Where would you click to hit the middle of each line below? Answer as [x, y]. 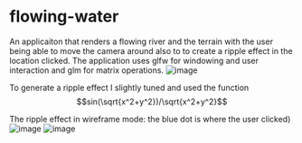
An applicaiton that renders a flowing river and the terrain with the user [142, 41]
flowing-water [64, 17]
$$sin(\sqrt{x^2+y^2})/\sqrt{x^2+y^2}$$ [152, 102]
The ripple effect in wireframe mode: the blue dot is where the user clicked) [150, 119]
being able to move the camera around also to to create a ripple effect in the [151, 50]
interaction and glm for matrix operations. [87, 70]
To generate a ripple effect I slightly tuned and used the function [129, 87]
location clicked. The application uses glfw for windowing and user [134, 60]
